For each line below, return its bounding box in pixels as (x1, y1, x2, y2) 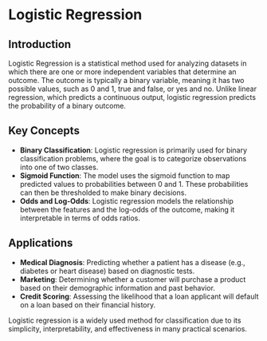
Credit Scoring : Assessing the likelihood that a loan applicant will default (19, 291, 259, 301)
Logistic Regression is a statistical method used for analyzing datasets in (8, 58, 247, 68)
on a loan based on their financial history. (19, 299, 156, 309)
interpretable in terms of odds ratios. (19, 213, 141, 223)
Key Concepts (8, 124, 80, 137)
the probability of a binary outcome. (8, 101, 126, 110)
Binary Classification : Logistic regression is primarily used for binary (19, 145, 248, 155)
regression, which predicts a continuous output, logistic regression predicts (8, 93, 257, 101)
